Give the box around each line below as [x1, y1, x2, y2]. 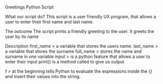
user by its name [5, 34, 39, 39]
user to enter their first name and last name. [5, 19, 94, 25]
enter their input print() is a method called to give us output [5, 59, 125, 64]
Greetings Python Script [5, 4, 54, 10]
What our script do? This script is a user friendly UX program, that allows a [5, 14, 156, 19]
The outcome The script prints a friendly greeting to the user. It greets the [5, 28, 155, 34]
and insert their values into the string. [5, 74, 81, 79]
